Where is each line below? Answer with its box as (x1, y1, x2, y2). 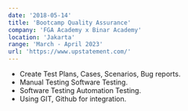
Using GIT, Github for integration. (19, 95, 127, 103)
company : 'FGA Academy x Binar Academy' (8, 26, 143, 34)
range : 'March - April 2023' (8, 41, 103, 48)
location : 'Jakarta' (8, 33, 76, 41)
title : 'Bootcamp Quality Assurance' (8, 19, 132, 27)
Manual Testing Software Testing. (19, 77, 128, 87)
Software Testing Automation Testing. (19, 86, 142, 95)
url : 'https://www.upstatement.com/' (8, 48, 132, 55)
